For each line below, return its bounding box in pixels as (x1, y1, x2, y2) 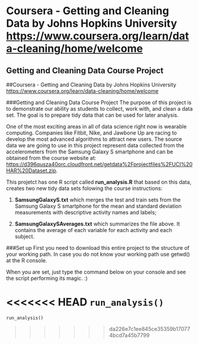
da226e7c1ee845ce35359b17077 (109, 325, 191, 332)
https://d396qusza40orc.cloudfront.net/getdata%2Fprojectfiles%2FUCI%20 (6, 161, 193, 168)
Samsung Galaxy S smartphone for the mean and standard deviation (14, 202, 182, 210)
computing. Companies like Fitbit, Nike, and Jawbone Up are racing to (6, 129, 177, 136)
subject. (14, 233, 35, 240)
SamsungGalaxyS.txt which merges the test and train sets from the (14, 197, 181, 203)
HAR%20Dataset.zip (6, 167, 56, 174)
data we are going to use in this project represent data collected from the (6, 142, 185, 149)
